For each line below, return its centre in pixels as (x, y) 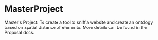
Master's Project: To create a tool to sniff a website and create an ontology (79, 22)
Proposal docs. (20, 32)
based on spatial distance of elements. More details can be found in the (76, 27)
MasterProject (34, 9)
